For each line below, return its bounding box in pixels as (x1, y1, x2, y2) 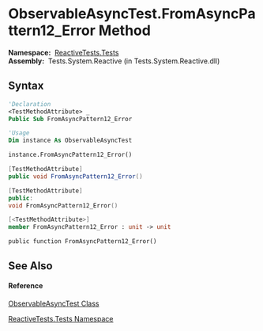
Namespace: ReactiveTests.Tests (8, 48, 119, 57)
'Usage (8, 129, 30, 137)
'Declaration (8, 100, 51, 108)
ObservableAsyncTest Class (8, 299, 100, 308)
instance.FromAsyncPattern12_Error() (8, 151, 133, 159)
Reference (8, 281, 43, 291)
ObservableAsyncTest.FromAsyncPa (8, 5, 256, 23)
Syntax (8, 79, 44, 93)
